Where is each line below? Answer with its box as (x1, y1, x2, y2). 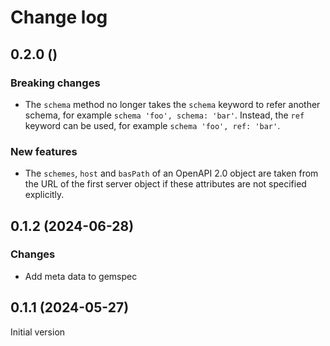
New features (10, 144, 78, 158)
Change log (10, 6, 108, 29)
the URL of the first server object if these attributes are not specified (24, 178, 307, 190)
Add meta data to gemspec (24, 270, 138, 282)
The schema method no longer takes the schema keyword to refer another (24, 98, 321, 110)
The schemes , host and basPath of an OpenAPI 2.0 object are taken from (24, 167, 319, 180)
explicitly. (24, 189, 65, 201)
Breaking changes (10, 76, 101, 90)
